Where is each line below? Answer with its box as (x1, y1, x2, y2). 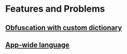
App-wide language (5, 40, 70, 49)
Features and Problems (5, 3, 105, 15)
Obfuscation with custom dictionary (5, 23, 122, 32)
